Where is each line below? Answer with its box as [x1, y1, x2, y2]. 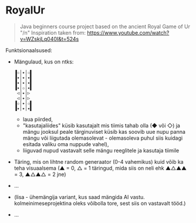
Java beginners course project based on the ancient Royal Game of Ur [19, 23, 191, 30]
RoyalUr [5, 4, 45, 17]
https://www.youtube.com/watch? [87, 29, 170, 36]
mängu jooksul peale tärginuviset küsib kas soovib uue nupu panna [22, 128, 186, 135]
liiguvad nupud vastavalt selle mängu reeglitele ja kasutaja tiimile [22, 147, 180, 154]
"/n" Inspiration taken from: [19, 29, 86, 36]
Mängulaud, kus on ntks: [13, 58, 74, 65]
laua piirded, [22, 116, 53, 123]
